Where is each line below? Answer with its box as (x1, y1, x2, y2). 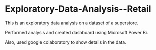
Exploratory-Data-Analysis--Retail (5, 3, 151, 15)
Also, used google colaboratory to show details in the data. (5, 39, 126, 45)
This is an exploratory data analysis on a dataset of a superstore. (5, 20, 139, 26)
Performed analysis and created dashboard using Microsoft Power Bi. (5, 29, 148, 35)
